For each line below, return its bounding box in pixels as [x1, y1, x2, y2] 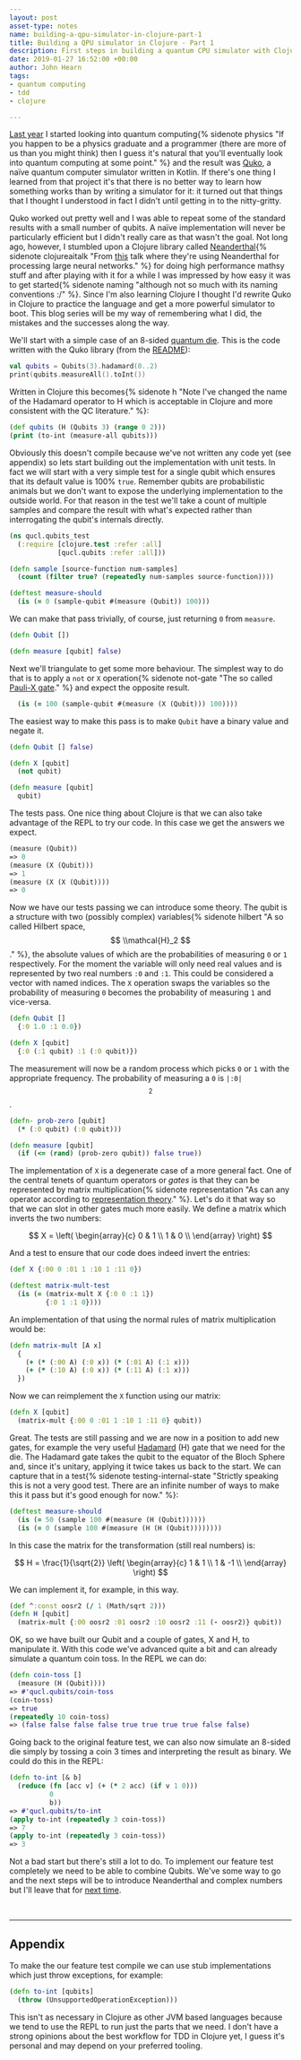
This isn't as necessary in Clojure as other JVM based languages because [9, 2012, 283, 2022]
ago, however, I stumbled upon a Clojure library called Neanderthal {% [9, 241, 267, 252]
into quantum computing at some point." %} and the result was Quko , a [9, 158, 271, 169]
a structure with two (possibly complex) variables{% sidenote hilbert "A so [9, 912, 284, 922]
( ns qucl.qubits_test [9, 531, 90, 541]
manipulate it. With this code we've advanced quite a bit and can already [9, 1644, 278, 1655]
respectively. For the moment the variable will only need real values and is [9, 958, 282, 969]
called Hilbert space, [9, 921, 86, 932]
